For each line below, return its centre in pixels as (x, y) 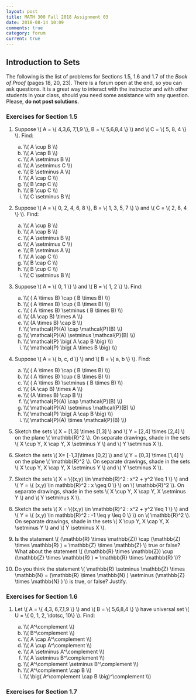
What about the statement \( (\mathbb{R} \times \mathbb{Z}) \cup (94, 551)
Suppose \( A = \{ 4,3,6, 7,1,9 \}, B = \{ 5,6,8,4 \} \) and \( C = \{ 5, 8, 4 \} (101, 129)
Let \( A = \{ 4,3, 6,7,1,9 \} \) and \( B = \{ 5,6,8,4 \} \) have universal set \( (102, 609)
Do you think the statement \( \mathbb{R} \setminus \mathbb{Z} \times (100, 569)
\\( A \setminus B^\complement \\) (64, 658)
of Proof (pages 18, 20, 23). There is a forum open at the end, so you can (94, 83)
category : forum (26, 33)
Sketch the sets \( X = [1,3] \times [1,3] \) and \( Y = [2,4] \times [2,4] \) (100, 431)
